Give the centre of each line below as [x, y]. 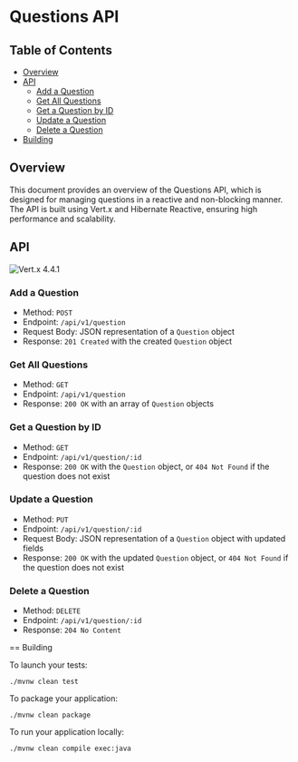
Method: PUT [45, 519]
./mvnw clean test [44, 682]
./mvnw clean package [50, 715]
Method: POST [48, 312]
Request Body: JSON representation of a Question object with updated [154, 538]
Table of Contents [61, 50]
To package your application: [64, 698]
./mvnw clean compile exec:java [70, 749]
